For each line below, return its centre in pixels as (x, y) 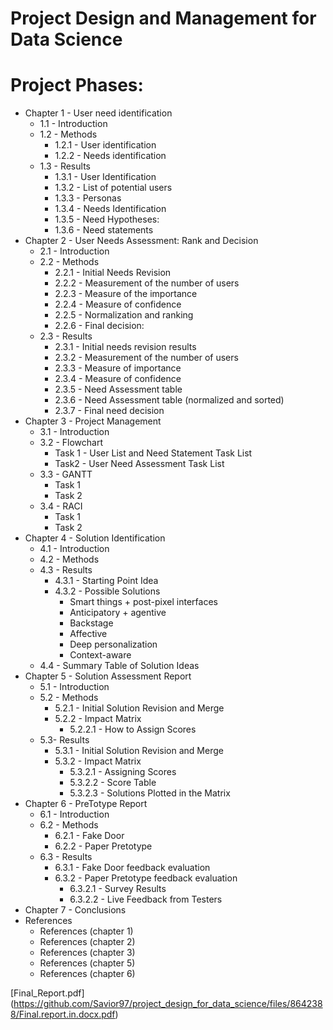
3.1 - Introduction (74, 432)
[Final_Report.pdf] (47, 993)
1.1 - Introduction (73, 124)
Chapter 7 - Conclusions (75, 910)
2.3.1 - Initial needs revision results (125, 347)
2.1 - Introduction (74, 251)
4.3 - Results (66, 570)
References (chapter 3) (87, 953)
